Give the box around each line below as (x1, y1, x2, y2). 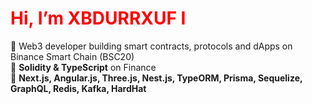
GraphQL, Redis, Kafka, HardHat (10, 82, 147, 94)
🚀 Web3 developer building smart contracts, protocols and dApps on (10, 40, 293, 52)
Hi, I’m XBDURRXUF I (10, 7, 187, 30)
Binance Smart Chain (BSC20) (10, 50, 135, 62)
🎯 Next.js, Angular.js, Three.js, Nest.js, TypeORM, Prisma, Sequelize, (10, 72, 303, 84)
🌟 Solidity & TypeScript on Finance (10, 61, 157, 73)
